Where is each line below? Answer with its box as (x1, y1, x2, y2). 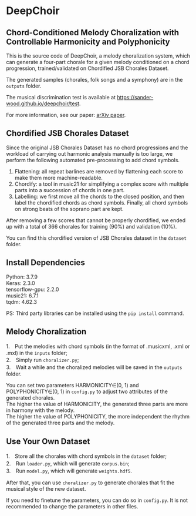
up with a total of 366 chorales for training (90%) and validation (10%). (6, 223, 177, 230)
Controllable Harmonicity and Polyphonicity (6, 36, 170, 46)
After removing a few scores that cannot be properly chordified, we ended (6, 216, 186, 224)
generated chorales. (6, 394, 55, 401)
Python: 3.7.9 (6, 273, 38, 280)
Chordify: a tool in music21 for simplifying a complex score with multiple (14, 180, 189, 187)
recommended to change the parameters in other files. (6, 503, 138, 510)
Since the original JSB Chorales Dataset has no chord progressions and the (6, 144, 188, 151)
